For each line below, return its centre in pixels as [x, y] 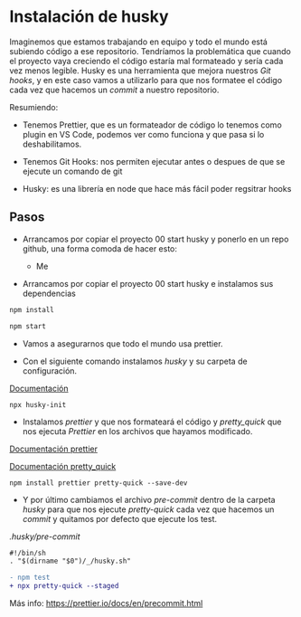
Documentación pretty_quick [63, 466]
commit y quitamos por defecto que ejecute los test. [120, 518]
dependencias [49, 293]
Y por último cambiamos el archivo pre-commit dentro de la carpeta [149, 499]
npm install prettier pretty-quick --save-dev [99, 483]
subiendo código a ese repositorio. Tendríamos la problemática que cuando [150, 51]
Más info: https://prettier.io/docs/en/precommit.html [106, 603]
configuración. [50, 370]
